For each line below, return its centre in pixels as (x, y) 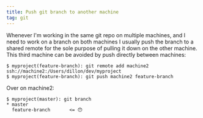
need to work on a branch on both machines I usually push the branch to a (100, 42)
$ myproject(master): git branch (49, 99)
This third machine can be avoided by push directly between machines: (96, 54)
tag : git (17, 18)
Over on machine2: (31, 88)
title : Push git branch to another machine (63, 12)
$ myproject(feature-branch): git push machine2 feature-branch (90, 76)
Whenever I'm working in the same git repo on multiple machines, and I (96, 35)
